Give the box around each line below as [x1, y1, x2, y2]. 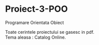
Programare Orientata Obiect [5, 20, 64, 25]
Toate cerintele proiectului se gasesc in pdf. [5, 29, 95, 35]
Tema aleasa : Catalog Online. [5, 34, 66, 40]
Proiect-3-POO [5, 3, 68, 15]
